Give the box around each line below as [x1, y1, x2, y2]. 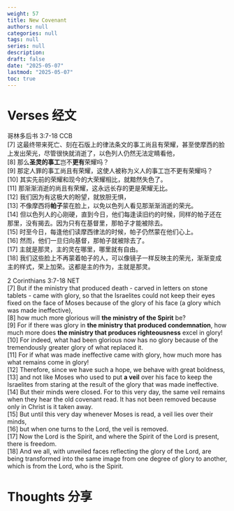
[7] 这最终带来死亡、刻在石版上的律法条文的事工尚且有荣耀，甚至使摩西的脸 [7, 140, 226, 149]
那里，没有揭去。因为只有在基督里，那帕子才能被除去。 [7, 219, 166, 228]
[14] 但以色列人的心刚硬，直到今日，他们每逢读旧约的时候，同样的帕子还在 [7, 210, 222, 219]
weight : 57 [7, 10, 39, 17]
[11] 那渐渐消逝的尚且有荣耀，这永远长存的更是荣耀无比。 [7, 184, 172, 193]
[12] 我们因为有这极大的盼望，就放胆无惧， [7, 193, 131, 201]
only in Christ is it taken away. [7, 403, 93, 411]
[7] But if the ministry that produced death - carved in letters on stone [7, 284, 208, 292]
